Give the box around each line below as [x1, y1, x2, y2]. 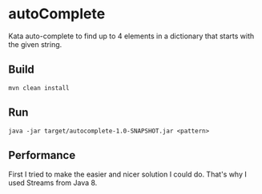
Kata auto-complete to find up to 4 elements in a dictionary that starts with [8, 31, 255, 41]
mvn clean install [8, 84, 70, 92]
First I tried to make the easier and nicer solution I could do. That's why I [8, 169, 247, 180]
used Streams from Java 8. [8, 178, 98, 188]
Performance [8, 148, 76, 162]
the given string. [8, 39, 62, 49]
